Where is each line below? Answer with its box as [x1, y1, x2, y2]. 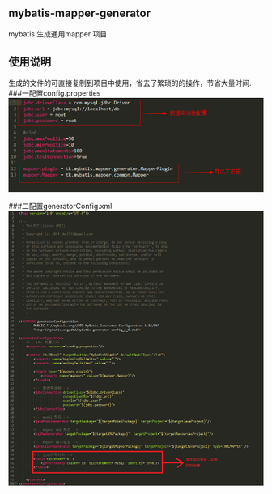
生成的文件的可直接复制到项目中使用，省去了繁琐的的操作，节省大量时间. [8, 78, 253, 87]
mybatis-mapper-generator [8, 6, 151, 20]
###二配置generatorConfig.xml [8, 201, 113, 211]
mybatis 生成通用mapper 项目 [8, 28, 108, 39]
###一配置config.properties [8, 88, 101, 98]
